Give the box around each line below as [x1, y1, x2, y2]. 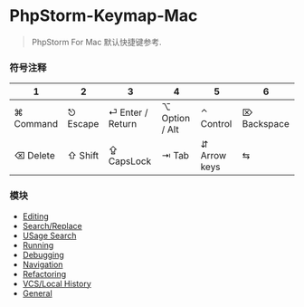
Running [22, 239, 54, 250]
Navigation [22, 259, 63, 270]
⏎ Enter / [108, 106, 148, 119]
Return [108, 118, 138, 130]
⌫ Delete [14, 149, 56, 162]
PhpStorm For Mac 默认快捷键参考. [31, 36, 162, 47]
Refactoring [22, 268, 67, 279]
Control [200, 118, 233, 130]
